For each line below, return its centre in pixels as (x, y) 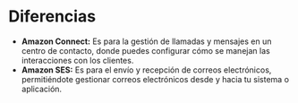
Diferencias (52, 17)
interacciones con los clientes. (77, 60)
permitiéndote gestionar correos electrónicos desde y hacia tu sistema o (155, 79)
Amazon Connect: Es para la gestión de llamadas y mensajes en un (146, 41)
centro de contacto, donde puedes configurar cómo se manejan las (145, 50)
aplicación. (42, 89)
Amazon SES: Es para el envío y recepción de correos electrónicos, (146, 70)
